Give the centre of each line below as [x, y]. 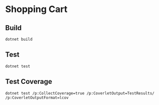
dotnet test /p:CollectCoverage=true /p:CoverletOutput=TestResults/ [80, 93]
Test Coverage [29, 82]
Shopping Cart [36, 9]
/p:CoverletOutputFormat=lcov [37, 97]
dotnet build [19, 39]
